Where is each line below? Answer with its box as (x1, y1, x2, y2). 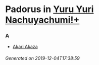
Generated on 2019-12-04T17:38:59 (5, 55, 80, 61)
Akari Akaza (12, 44, 38, 50)
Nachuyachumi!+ (5, 14, 80, 26)
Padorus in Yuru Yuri (5, 4, 94, 15)
